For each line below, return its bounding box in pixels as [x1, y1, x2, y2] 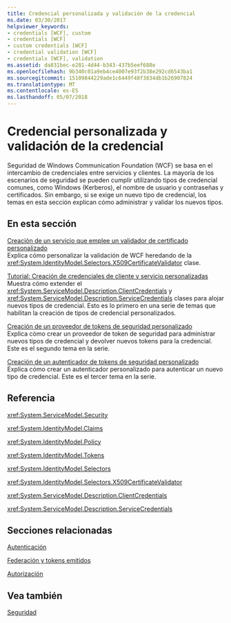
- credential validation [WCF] [7, 49, 97, 56]
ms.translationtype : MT [7, 81, 76, 88]
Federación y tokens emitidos [7, 557, 91, 565]
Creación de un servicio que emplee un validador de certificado [7, 236, 188, 244]
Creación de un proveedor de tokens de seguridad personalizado [7, 322, 193, 330]
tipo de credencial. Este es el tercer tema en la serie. [7, 372, 157, 381]
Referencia [7, 392, 55, 404]
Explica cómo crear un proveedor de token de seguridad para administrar [7, 329, 216, 338]
